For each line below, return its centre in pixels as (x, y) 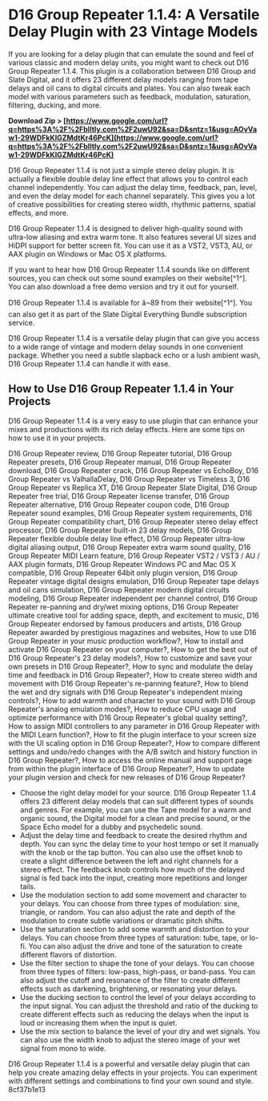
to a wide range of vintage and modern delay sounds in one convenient (126, 346)
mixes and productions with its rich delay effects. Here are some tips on (127, 429)
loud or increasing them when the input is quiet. (98, 1022)
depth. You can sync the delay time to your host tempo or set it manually (139, 844)
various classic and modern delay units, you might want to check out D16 (129, 63)
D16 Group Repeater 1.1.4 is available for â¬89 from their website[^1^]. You (130, 302)
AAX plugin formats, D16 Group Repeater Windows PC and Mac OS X (122, 564)
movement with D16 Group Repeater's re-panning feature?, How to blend (128, 683)
